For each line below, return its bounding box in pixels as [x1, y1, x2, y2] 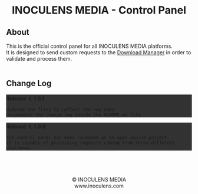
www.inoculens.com [74, 182, 124, 189]
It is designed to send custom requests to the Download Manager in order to [6, 49, 192, 56]
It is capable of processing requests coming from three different [6, 140, 176, 146]
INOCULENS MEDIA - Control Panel [11, 4, 187, 17]
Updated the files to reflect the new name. [6, 107, 117, 113]
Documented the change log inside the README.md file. [6, 111, 144, 118]
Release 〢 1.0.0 [6, 123, 46, 130]
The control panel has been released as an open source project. [6, 134, 170, 140]
